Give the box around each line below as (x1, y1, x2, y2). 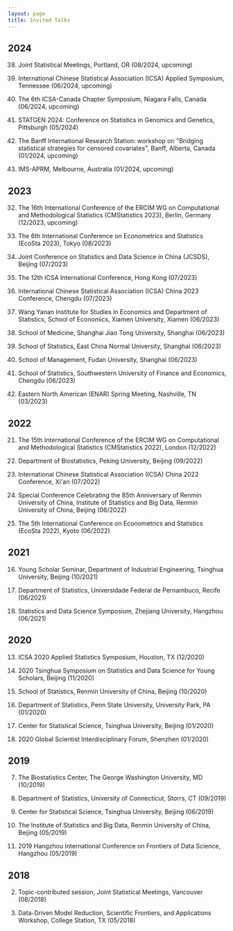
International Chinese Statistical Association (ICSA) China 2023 (17, 287, 199, 295)
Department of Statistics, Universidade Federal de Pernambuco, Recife (17, 586, 221, 594)
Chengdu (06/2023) (17, 377, 76, 385)
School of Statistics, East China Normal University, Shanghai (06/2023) (17, 342, 221, 351)
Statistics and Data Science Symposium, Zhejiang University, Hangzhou (17, 607, 223, 615)
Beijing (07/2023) (17, 260, 69, 268)
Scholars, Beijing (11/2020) (17, 673, 95, 682)
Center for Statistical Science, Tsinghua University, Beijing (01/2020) (17, 721, 214, 730)
